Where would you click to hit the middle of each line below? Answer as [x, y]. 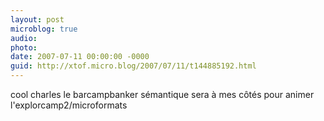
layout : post [37, 19]
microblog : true [44, 29]
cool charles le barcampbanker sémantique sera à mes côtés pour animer [162, 94]
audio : [24, 38]
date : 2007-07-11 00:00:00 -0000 [80, 57]
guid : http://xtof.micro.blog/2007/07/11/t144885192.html [133, 66]
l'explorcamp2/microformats [69, 105]
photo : [24, 47]
